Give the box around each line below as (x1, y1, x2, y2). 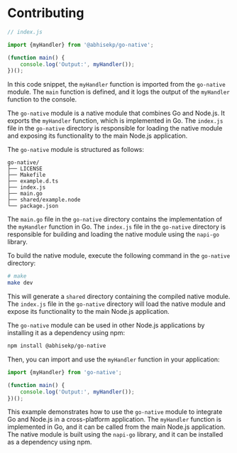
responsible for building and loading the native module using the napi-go (7, 230, 220, 239)
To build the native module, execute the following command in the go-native (7, 251, 231, 260)
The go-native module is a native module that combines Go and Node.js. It (7, 109, 226, 118)
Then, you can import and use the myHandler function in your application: (7, 355, 220, 364)
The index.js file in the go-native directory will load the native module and (7, 300, 226, 308)
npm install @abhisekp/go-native (7, 342, 106, 349)
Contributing (7, 5, 84, 21)
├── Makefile (7, 172, 46, 179)
